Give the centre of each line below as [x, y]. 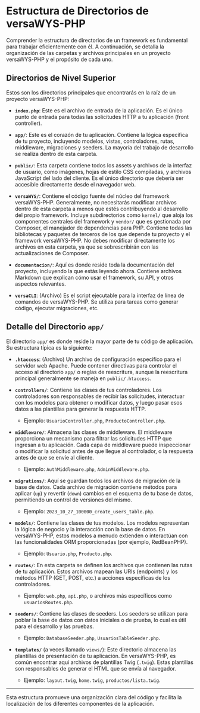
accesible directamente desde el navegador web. [75, 184]
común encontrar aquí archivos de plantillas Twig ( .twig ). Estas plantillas [104, 662]
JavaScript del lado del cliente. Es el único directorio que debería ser [99, 178]
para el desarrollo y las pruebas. [54, 626]
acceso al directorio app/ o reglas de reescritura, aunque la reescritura [101, 372]
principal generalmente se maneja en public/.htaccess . [83, 378]
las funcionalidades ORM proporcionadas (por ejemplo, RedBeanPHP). [101, 541]
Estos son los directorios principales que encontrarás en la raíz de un [91, 92]
